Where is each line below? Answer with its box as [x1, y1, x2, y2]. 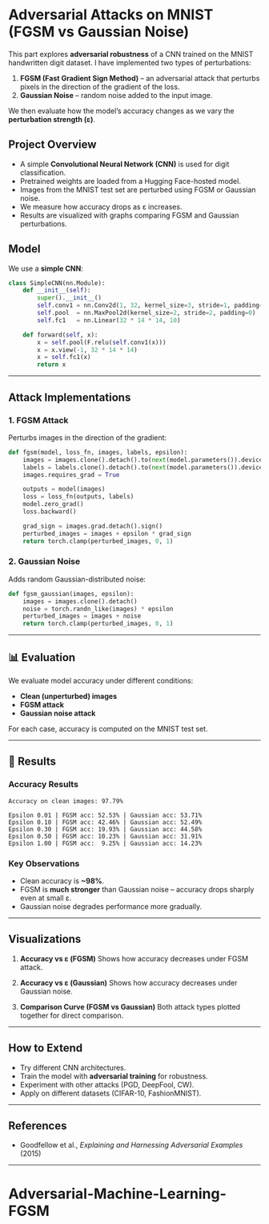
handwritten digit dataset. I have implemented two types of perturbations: [8, 58, 251, 67]
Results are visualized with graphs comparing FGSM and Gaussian [19, 210, 239, 220]
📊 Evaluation [8, 651, 76, 664]
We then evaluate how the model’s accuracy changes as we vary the [8, 106, 235, 116]
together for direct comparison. [19, 1010, 124, 1020]
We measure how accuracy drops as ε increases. [19, 202, 183, 211]
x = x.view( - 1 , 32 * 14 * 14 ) [37, 345, 138, 354]
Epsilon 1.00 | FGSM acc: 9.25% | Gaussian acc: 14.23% [8, 839, 203, 847]
